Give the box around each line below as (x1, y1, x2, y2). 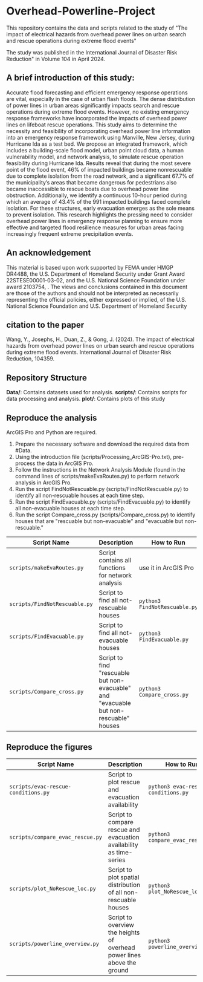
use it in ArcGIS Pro (138, 564, 195, 572)
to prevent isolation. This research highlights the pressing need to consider (6, 210, 193, 218)
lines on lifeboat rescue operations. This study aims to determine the (6, 121, 177, 128)
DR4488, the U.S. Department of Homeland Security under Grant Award (6, 270, 185, 278)
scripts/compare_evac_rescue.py (9, 833, 103, 841)
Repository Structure (6, 372, 88, 383)
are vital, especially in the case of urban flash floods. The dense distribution (6, 95, 195, 102)
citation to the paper (6, 319, 85, 330)
